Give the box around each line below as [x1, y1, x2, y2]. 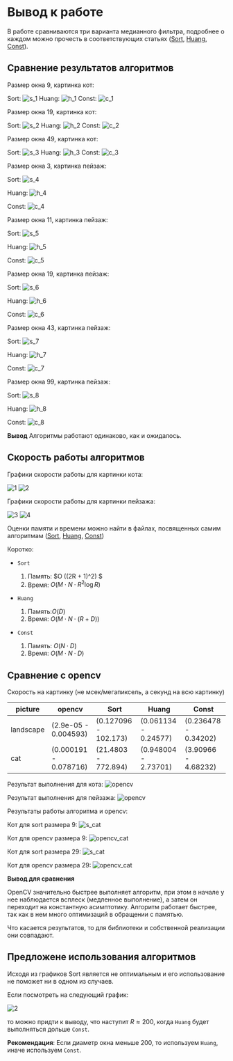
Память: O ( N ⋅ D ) [27, 642, 77, 650]
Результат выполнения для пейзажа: [7, 794, 116, 802]
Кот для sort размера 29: [7, 847, 82, 856]
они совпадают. [7, 931, 54, 940]
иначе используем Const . [7, 1046, 82, 1054]
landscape [10, 725, 45, 734]
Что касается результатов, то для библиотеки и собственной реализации [7, 924, 225, 932]
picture [15, 705, 40, 714]
